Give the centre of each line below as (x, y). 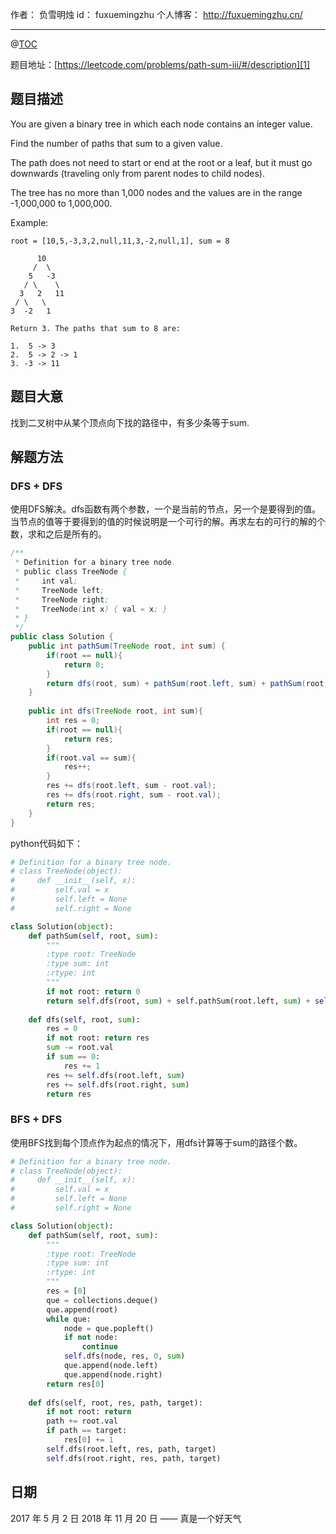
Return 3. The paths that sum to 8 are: (96, 328)
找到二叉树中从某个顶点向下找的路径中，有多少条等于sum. (130, 422)
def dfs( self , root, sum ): (84, 1019)
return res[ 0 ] (75, 1384)
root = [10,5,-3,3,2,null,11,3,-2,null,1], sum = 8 (120, 241)
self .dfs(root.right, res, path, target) (134, 1458)
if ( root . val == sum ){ (91, 758)
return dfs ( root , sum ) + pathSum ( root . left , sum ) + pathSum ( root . (187, 683)
